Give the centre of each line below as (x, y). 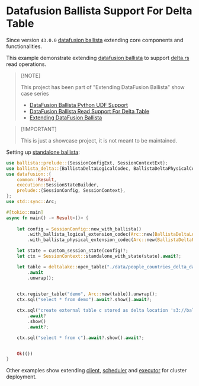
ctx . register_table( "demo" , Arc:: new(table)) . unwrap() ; (87, 294)
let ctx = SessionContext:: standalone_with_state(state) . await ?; (99, 257)
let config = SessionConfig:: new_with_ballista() (79, 229)
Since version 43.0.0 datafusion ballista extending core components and (95, 40)
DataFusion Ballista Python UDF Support (79, 105)
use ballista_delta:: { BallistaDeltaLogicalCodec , (69, 168)
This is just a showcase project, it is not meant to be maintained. (99, 140)
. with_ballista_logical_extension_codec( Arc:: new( (91, 235)
